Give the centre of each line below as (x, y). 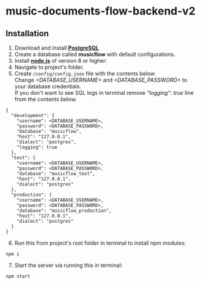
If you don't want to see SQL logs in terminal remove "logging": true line (104, 93)
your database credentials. (48, 86)
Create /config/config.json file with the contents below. (85, 73)
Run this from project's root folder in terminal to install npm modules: (100, 243)
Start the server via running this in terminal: (68, 265)
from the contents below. (45, 99)
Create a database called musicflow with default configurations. (95, 54)
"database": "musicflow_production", (64, 211)
